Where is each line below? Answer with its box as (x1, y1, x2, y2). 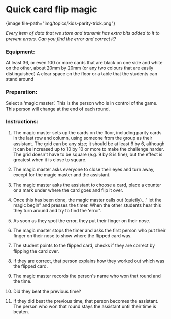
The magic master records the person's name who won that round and (13, 273, 161, 279)
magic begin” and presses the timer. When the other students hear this (13, 202, 161, 208)
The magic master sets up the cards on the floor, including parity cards (13, 129, 162, 135)
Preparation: (6, 89, 38, 96)
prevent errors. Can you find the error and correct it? (6, 36, 116, 42)
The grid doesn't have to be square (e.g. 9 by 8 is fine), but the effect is (13, 151, 163, 157)
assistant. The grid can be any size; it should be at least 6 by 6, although (13, 140, 165, 147)
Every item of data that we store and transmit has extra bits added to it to (6, 30, 160, 36)
